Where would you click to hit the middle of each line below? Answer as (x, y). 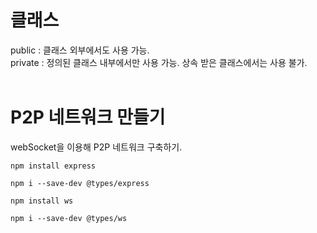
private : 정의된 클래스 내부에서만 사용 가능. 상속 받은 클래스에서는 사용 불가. (159, 62)
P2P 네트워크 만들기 (88, 117)
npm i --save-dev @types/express (80, 183)
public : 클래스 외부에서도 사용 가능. (80, 50)
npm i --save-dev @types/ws (69, 218)
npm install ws (42, 201)
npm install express (53, 166)
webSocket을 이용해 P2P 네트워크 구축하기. (96, 147)
